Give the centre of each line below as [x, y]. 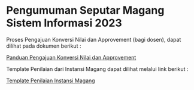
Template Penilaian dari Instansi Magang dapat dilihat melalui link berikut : [97, 69]
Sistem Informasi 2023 [64, 23]
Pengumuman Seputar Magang [85, 10]
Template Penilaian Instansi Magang [51, 80]
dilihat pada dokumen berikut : [44, 46]
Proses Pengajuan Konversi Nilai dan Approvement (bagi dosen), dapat [94, 39]
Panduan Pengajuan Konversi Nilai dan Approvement [71, 57]
